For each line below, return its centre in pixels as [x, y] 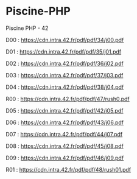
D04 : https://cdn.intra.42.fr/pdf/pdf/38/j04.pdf [65, 87]
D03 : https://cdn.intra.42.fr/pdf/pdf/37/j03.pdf [65, 75]
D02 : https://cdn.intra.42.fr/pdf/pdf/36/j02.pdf [65, 63]
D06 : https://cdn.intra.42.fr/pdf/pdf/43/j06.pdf [65, 122]
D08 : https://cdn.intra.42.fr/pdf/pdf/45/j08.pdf [65, 146]
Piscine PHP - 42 [27, 28]
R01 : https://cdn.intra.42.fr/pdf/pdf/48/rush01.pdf [68, 169]
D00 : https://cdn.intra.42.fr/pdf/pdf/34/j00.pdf [65, 40]
